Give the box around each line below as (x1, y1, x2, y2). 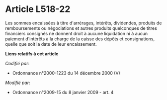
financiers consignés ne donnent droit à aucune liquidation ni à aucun (5, 30, 148, 36)
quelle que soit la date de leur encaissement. (5, 41, 97, 47)
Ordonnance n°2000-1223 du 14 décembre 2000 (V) (12, 70, 120, 76)
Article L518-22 (5, 3, 71, 15)
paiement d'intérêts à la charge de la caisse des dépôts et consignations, (5, 36, 155, 42)
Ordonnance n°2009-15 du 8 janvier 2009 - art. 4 (12, 89, 114, 95)
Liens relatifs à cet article (5, 51, 59, 57)
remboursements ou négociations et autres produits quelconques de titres (5, 25, 158, 31)
